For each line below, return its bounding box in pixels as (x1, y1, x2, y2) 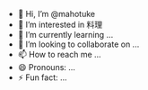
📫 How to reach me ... (17, 49, 101, 59)
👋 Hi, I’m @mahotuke (17, 9, 96, 19)
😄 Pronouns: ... (17, 62, 76, 72)
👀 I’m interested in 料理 (17, 19, 103, 30)
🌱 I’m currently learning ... (17, 30, 114, 40)
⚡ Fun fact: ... (17, 72, 67, 83)
